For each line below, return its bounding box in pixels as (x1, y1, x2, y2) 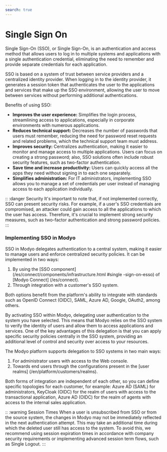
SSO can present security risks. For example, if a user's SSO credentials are (5, 201, 161, 207)
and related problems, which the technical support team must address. (12, 138, 158, 144)
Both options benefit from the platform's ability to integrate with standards (5, 292, 158, 298)
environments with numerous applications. (12, 122, 100, 128)
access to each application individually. (12, 186, 93, 192)
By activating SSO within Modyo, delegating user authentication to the (5, 312, 150, 318)
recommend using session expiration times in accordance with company (5, 430, 154, 436)
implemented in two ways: (5, 256, 59, 262)
